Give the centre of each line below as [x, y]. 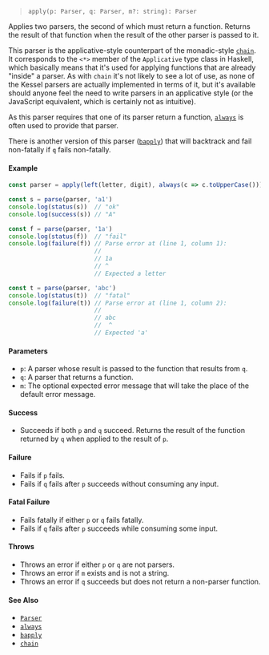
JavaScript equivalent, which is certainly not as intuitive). [102, 101]
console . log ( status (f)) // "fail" [68, 237]
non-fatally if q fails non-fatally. [60, 150]
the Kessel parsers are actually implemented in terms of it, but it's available [132, 85]
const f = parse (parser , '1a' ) [60, 228]
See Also [23, 600]
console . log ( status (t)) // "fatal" [69, 295]
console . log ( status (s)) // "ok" [64, 207]
